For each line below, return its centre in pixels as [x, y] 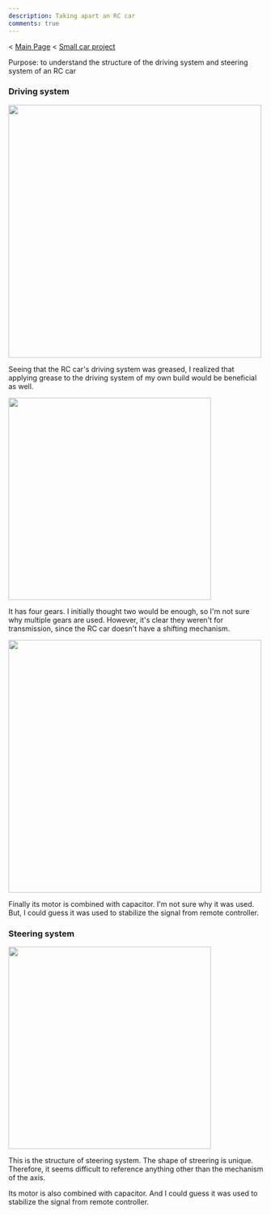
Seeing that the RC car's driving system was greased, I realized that [121, 369]
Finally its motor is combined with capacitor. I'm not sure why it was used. [131, 904]
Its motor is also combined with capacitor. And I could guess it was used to [133, 1193]
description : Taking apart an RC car [72, 16]
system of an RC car [42, 70]
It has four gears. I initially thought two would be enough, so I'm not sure [129, 611]
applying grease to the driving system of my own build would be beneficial [133, 378]
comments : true [34, 23]
